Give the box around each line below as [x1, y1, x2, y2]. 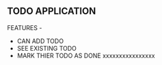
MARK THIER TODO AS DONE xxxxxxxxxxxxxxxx [16, 51, 155, 60]
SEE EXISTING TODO [16, 44, 77, 52]
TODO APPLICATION [7, 5, 96, 17]
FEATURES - [7, 23, 42, 31]
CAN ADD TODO [16, 37, 64, 45]
